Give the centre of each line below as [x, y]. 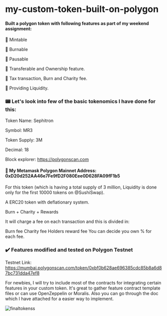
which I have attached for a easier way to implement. [59, 299]
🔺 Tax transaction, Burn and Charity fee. [46, 78]
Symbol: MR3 [19, 130]
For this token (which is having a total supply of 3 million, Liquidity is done [81, 187]
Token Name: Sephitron [29, 120]
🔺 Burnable [17, 49]
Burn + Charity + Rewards [32, 211]
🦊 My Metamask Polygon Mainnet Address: [51, 170]
